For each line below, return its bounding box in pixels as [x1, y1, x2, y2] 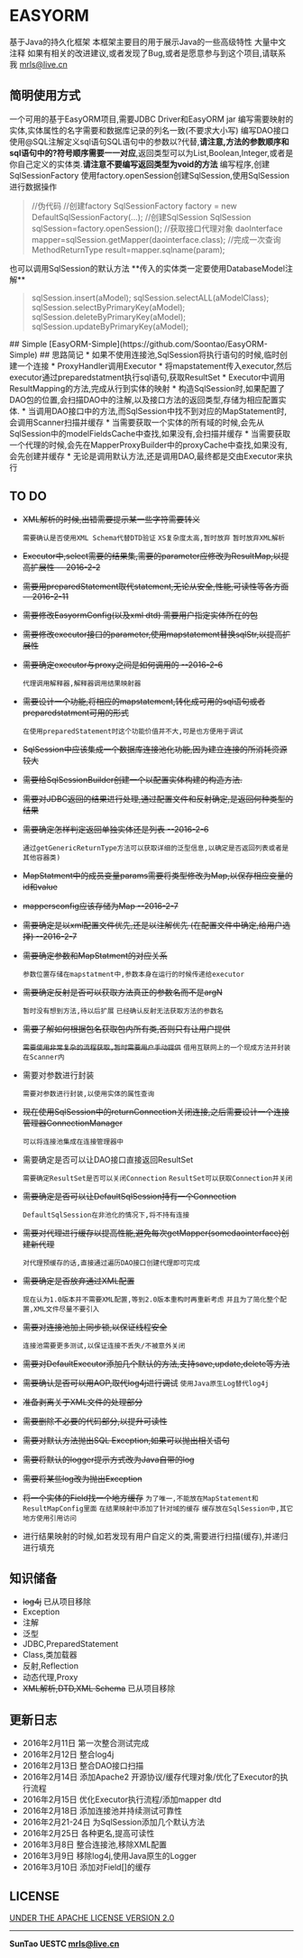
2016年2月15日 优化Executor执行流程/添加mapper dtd [22, 1794, 222, 1805]
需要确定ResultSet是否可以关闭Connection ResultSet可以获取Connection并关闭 [22, 1173, 293, 1182]
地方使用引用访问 [22, 1513, 77, 1522]
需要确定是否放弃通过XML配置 [22, 1275, 135, 1286]
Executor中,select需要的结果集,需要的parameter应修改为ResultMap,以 [22, 550, 281, 561]
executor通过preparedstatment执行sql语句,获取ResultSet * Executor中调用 [9, 372, 286, 382]
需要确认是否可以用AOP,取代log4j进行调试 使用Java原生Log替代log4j [22, 1377, 270, 1388]
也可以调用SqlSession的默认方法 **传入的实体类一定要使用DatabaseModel [9, 262, 286, 273]
